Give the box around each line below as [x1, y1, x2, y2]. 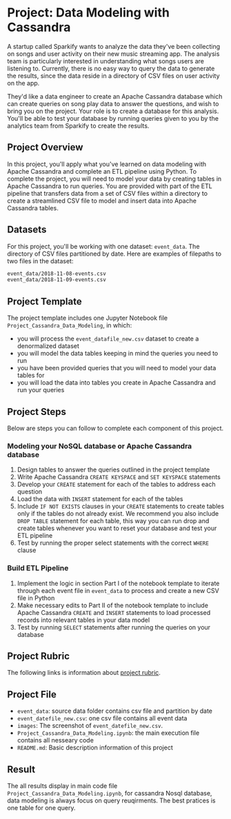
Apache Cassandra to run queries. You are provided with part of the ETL [7, 181, 212, 190]
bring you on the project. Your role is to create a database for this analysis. [7, 107, 219, 115]
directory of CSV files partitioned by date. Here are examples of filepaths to [7, 250, 222, 258]
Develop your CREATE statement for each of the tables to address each [17, 481, 216, 489]
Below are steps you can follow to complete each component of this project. [7, 424, 224, 432]
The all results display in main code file [7, 781, 118, 790]
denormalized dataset [17, 342, 79, 350]
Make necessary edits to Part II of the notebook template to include [17, 601, 209, 609]
